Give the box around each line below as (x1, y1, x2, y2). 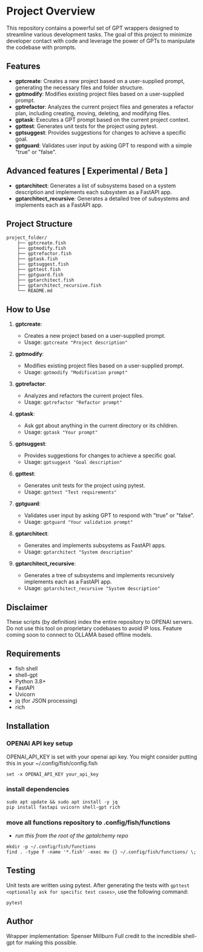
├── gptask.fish (17, 256, 59, 262)
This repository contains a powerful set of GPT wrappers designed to (6, 24, 179, 32)
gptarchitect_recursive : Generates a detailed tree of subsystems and (15, 195, 190, 202)
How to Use (6, 304, 51, 315)
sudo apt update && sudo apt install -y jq (6, 799, 118, 805)
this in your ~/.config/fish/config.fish (6, 759, 98, 766)
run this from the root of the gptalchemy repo (15, 832, 128, 839)
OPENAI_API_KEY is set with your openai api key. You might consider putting (6, 753, 198, 760)
